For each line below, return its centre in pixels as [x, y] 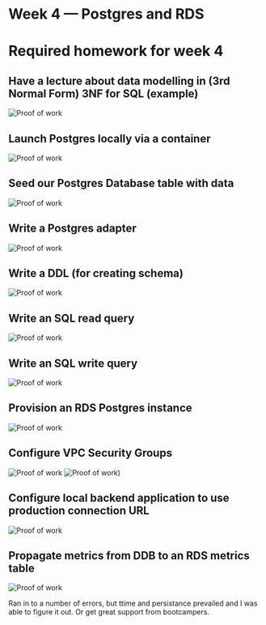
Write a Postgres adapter [73, 229]
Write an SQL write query [73, 363]
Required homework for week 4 [116, 51]
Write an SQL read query [72, 318]
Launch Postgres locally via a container [110, 138]
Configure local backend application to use [119, 498]
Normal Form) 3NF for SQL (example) [103, 94]
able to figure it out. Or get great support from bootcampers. [109, 612]
